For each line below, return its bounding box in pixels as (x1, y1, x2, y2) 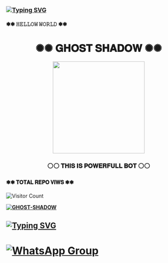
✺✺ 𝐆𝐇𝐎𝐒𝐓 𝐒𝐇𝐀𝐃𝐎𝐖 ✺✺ (35, 41, 162, 55)
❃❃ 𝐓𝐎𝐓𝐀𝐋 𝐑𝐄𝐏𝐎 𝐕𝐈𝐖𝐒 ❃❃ (6, 178, 75, 185)
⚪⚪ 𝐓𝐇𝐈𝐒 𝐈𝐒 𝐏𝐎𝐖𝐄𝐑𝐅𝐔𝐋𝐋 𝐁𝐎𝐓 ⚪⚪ (47, 162, 150, 170)
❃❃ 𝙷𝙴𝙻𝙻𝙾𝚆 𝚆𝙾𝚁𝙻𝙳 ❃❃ (6, 21, 68, 28)
